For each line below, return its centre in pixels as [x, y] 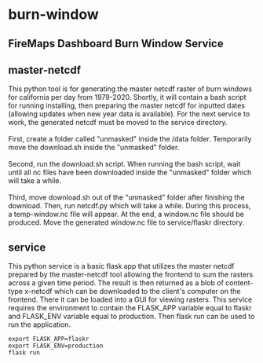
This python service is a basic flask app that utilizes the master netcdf [121, 266]
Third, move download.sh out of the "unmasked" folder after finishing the [126, 197]
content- [239, 283]
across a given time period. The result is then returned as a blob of [116, 283]
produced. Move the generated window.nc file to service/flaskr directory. [126, 222]
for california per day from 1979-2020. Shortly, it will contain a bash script [127, 97]
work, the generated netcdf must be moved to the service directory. [118, 123]
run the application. [40, 324]
